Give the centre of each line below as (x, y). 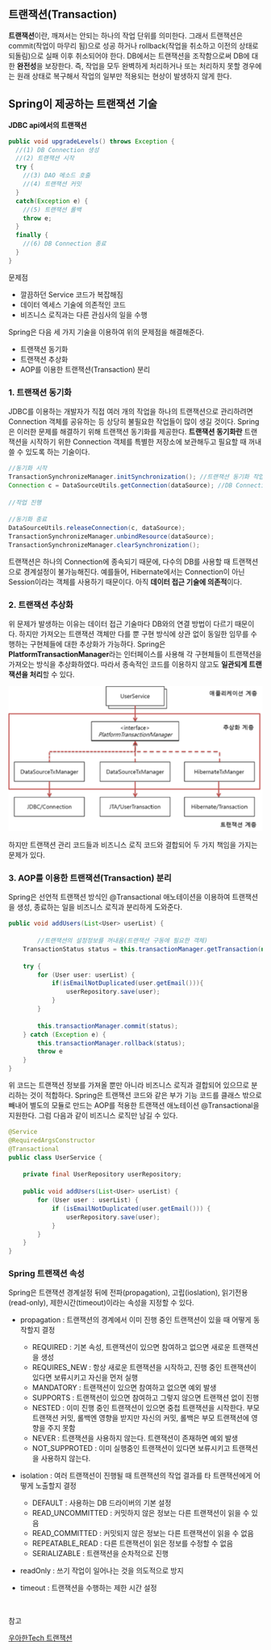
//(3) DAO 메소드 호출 (57, 176)
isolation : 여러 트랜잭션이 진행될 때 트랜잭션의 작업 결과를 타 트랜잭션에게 (136, 1476)
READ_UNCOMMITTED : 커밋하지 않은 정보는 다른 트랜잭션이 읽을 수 (141, 1513)
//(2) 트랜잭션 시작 (45, 159)
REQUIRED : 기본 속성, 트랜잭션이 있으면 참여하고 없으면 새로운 (131, 1347)
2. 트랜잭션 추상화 (41, 604)
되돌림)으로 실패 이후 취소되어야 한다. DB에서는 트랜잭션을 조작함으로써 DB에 (129, 56)
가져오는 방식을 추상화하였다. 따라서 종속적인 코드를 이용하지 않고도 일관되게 (128, 664)
